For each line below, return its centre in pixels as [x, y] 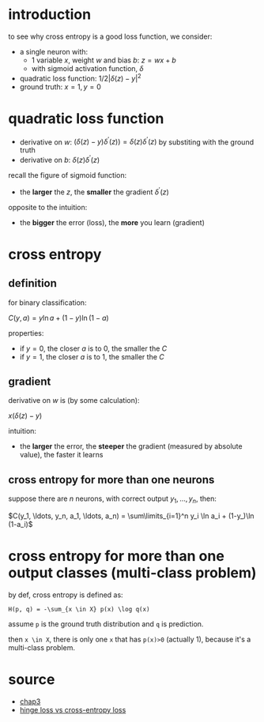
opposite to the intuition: [48, 207]
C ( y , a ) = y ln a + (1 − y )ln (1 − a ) [58, 318]
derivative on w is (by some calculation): [74, 400]
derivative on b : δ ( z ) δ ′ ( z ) [60, 159]
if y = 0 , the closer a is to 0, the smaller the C [93, 348]
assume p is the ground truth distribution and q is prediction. [106, 624]
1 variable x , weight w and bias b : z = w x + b [104, 60]
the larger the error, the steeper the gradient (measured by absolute [131, 446]
